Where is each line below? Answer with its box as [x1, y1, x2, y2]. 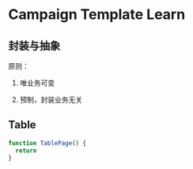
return [15, 146, 37, 155]
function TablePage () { [8, 139, 87, 147]
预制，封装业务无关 [19, 95, 83, 104]
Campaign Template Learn [8, 6, 186, 24]
